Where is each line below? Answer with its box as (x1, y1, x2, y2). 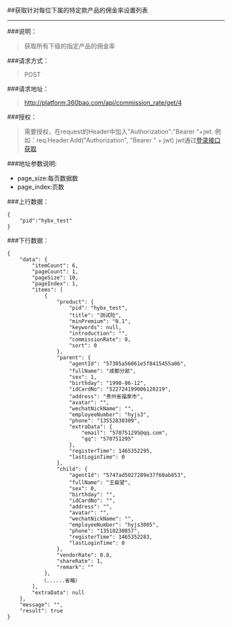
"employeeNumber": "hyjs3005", (68, 521, 159, 528)
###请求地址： (7, 85, 50, 93)
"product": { (56, 299, 95, 306)
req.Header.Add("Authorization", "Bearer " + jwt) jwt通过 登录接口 (36, 136, 221, 144)
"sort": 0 (68, 342, 97, 349)
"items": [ (32, 286, 64, 293)
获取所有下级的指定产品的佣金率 (23, 42, 115, 50)
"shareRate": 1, (56, 558, 104, 565)
